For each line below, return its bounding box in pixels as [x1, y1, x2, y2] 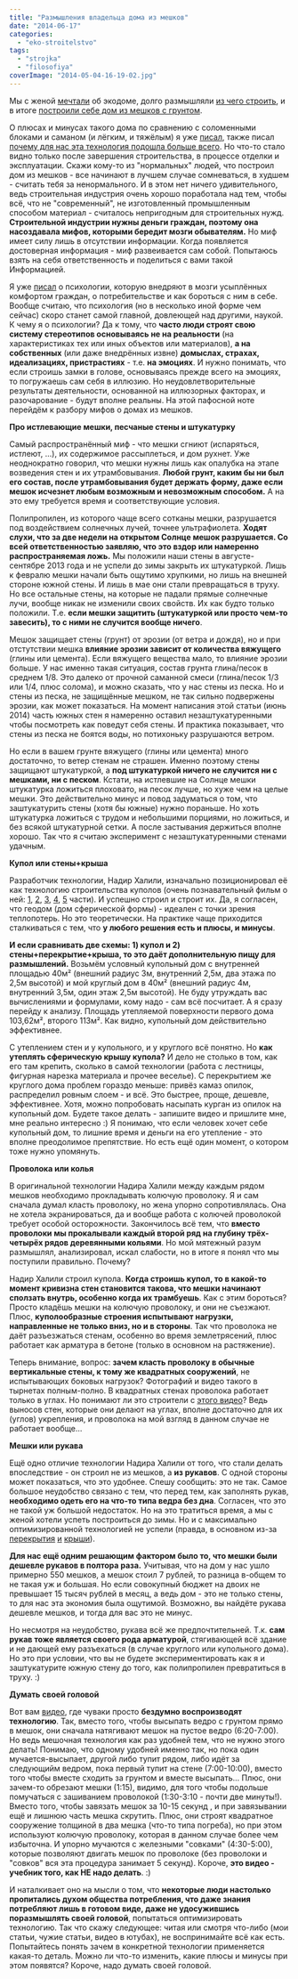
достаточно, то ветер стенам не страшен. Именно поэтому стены [9, 755, 260, 766]
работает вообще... [9, 1423, 83, 1433]
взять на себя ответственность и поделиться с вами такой [9, 255, 233, 265]
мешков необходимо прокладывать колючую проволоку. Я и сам [9, 1189, 260, 1200]
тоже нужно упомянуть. [9, 1146, 101, 1156]
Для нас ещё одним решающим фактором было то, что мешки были [9, 1550, 278, 1561]
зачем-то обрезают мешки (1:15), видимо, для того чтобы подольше [9, 1781, 269, 1792]
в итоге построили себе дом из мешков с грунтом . [9, 104, 203, 116]
